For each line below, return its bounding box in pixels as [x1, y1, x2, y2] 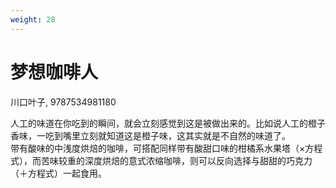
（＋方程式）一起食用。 [10, 167, 107, 179]
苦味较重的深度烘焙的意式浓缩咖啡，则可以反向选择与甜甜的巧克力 [40, 154, 313, 166]
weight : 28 [10, 14, 56, 25]
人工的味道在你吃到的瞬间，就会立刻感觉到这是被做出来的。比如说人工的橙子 [10, 117, 326, 129]
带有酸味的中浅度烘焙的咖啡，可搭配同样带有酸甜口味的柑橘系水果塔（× [10, 142, 306, 154]
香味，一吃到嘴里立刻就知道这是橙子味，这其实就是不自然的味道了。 [10, 129, 291, 141]
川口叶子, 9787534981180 [10, 96, 117, 108]
